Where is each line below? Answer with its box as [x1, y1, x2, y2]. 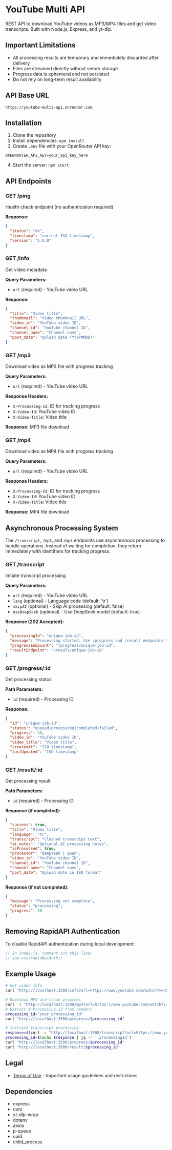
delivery [12, 60, 30, 66]
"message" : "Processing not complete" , [10, 898, 95, 904]
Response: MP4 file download [5, 509, 70, 515]
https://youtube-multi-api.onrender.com [5, 105, 93, 110]
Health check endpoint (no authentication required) [5, 204, 114, 210]
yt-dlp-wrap [12, 1112, 38, 1118]
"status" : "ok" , [10, 228, 45, 234]
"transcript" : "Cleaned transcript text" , [10, 836, 102, 841]
